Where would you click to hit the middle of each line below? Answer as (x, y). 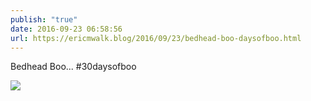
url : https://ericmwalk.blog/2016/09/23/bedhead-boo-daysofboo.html (156, 38)
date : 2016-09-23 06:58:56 (66, 29)
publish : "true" (44, 19)
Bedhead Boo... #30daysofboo (73, 67)
